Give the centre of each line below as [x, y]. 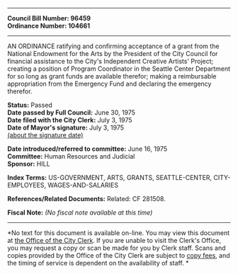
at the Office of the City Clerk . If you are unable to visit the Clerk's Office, [114, 240]
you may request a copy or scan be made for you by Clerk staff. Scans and [117, 248]
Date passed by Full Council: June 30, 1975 [72, 113]
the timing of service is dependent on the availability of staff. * [98, 263]
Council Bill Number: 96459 [49, 18]
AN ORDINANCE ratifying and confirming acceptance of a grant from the [113, 46]
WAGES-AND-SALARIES [83, 185]
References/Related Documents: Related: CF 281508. [87, 199]
